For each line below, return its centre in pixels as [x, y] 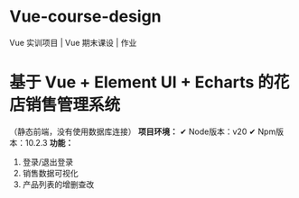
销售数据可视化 [50, 173]
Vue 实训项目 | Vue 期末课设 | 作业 [73, 42]
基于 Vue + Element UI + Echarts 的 [141, 82]
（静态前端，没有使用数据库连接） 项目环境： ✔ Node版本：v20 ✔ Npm [143, 131]
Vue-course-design [85, 17]
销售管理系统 [73, 105]
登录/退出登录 [48, 162]
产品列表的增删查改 [58, 184]
